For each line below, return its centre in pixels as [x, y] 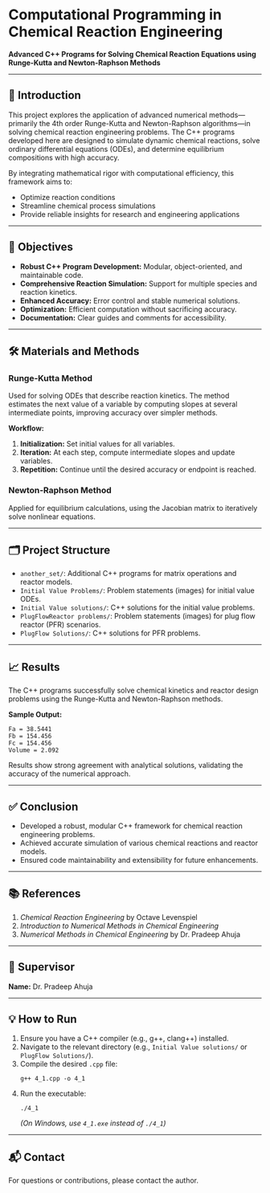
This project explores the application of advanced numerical [108, 115]
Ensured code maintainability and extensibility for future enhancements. [139, 860]
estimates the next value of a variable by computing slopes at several [123, 404]
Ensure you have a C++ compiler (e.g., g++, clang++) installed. [124, 1039]
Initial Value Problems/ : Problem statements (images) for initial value [137, 590]
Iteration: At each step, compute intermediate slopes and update [127, 452]
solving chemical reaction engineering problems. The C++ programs [122, 132]
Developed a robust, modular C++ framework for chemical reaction [131, 826]
